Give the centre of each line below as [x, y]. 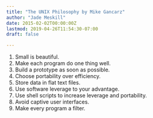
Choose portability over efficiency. [58, 76]
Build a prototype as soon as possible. [62, 70]
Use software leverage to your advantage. [67, 89]
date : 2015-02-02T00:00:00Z [42, 23]
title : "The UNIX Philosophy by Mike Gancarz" [66, 12]
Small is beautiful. [37, 57]
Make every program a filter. [50, 108]
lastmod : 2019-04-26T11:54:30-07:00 [52, 29]
